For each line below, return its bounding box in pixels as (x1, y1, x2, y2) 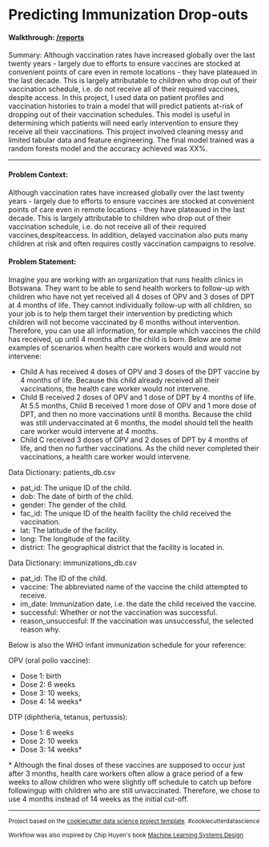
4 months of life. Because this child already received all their (19, 375, 220, 385)
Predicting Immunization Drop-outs (8, 6, 248, 24)
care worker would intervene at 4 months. (19, 426, 159, 436)
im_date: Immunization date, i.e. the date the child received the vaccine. (19, 599, 257, 608)
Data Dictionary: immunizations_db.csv (8, 558, 138, 568)
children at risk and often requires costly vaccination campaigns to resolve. (8, 239, 256, 248)
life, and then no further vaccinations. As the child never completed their (19, 443, 259, 453)
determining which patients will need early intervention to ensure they (8, 118, 239, 128)
